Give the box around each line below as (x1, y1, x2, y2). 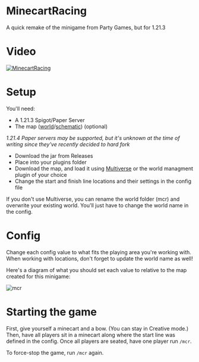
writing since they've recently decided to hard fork (6, 141, 130, 148)
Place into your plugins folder (14, 158, 87, 166)
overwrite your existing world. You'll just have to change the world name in (6, 201, 189, 209)
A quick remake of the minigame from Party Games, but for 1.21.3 (6, 24, 166, 31)
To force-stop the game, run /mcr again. (6, 349, 104, 356)
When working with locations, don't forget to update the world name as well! (6, 255, 193, 262)
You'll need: (6, 105, 36, 112)
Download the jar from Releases (14, 152, 93, 159)
